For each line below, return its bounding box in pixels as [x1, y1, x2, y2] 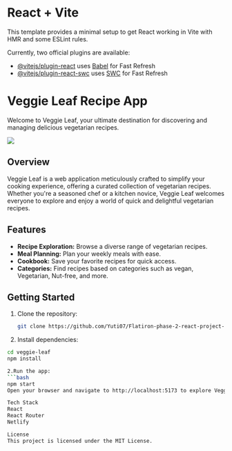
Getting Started [7, 291, 75, 303]
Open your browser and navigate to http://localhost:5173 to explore [7, 387, 212, 394]
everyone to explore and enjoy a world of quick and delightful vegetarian [7, 197, 214, 205]
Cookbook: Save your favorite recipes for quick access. [17, 257, 177, 265]
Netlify [7, 419, 30, 425]
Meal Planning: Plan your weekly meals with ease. [17, 250, 161, 258]
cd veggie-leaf [7, 349, 51, 356]
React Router [7, 412, 45, 419]
